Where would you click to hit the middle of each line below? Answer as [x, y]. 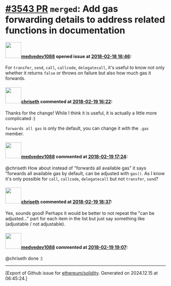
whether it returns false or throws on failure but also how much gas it [78, 73]
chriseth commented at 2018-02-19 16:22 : [67, 101]
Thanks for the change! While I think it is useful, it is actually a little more [81, 113]
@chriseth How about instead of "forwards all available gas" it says [76, 168]
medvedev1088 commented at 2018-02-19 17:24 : [75, 157]
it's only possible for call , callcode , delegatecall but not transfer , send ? [82, 179]
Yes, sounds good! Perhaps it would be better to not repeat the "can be [80, 213]
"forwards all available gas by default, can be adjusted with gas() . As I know [85, 173]
